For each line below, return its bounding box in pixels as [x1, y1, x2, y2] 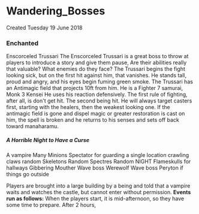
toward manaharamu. [6, 123, 59, 130]
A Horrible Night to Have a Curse [6, 136, 90, 143]
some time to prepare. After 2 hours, [6, 201, 97, 209]
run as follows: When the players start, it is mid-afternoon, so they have [6, 195, 185, 202]
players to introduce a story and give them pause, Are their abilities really [6, 59, 187, 67]
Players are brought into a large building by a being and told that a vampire [6, 182, 191, 189]
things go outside [6, 171, 49, 178]
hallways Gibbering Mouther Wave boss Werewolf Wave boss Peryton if [6, 164, 184, 171]
